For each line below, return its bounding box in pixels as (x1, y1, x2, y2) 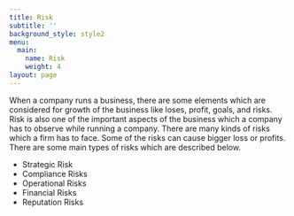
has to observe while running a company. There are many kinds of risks (9, 123, 270, 134)
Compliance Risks (21, 168, 89, 179)
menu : (9, 37, 29, 47)
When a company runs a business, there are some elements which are (9, 95, 266, 105)
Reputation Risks (21, 197, 84, 207)
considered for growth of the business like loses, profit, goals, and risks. (9, 104, 273, 115)
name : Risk (25, 54, 66, 63)
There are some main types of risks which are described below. (9, 142, 242, 152)
